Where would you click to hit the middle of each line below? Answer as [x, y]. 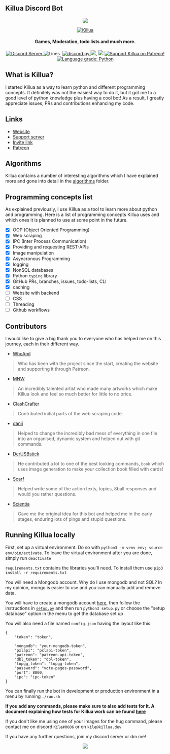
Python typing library [35, 275]
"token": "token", [34, 637]
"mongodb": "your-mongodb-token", [51, 646]
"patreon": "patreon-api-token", [50, 655]
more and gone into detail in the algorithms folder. [57, 181]
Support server [28, 137]
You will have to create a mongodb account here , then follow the [73, 602]
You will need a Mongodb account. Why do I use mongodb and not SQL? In [84, 582]
